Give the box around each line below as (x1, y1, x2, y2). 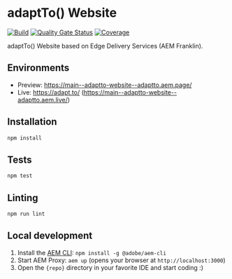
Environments (7, 62, 70, 74)
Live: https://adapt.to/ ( (17, 88, 84, 96)
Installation (7, 116, 57, 128)
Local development (7, 230, 93, 242)
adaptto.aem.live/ (17, 95, 68, 104)
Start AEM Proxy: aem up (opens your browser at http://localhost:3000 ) (17, 256, 226, 264)
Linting (7, 191, 38, 204)
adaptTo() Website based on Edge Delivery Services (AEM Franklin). (7, 41, 203, 50)
